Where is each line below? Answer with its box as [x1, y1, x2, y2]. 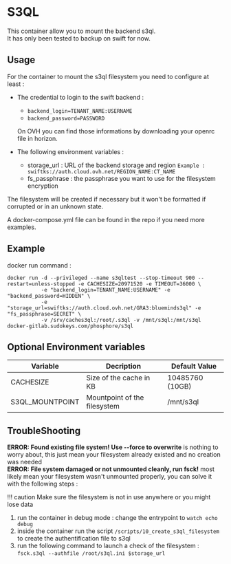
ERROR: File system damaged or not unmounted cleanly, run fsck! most [7, 465, 215, 473]
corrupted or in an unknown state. [7, 202, 104, 210]
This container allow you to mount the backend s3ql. [7, 27, 156, 35]
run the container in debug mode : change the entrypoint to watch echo [16, 514, 218, 522]
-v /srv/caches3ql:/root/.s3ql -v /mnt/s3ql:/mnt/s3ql [41, 316, 201, 323]
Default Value [170, 362, 217, 371]
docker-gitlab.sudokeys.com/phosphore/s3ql [7, 323, 134, 329]
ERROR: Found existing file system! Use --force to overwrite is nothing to [7, 443, 219, 451]
